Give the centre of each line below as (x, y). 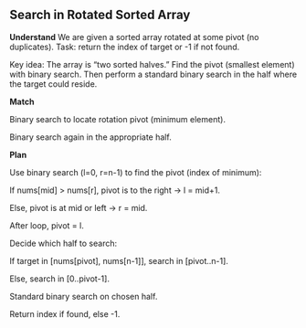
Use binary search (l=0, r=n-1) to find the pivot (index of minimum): (136, 172)
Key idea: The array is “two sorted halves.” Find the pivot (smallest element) (152, 64)
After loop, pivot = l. (47, 225)
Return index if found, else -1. (65, 313)
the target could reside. (53, 84)
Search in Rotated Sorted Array (100, 15)
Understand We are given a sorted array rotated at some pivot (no (134, 37)
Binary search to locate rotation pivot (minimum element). (118, 119)
